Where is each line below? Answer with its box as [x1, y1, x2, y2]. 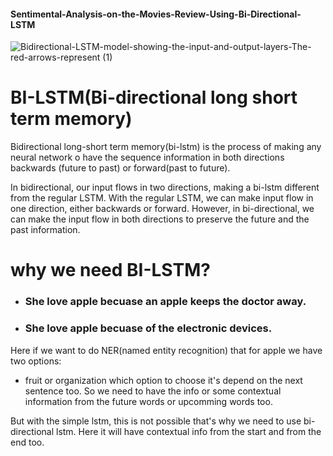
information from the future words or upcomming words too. [24, 395, 273, 407]
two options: [10, 355, 62, 367]
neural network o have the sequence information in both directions [10, 151, 285, 164]
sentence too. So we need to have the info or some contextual [24, 385, 282, 397]
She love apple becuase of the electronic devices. [24, 321, 273, 335]
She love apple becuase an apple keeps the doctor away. [24, 295, 307, 309]
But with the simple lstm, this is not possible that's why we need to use [10, 415, 302, 427]
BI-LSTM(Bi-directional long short [10, 86, 298, 109]
